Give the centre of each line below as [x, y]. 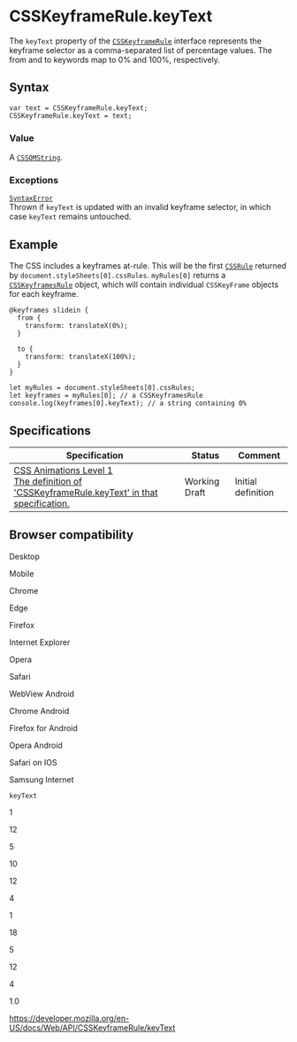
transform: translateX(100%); [81, 357]
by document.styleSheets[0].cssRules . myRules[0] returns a [118, 276]
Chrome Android [39, 711]
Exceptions [34, 180]
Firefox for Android [43, 727]
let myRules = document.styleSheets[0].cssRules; [103, 388]
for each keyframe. [44, 294]
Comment [259, 455]
